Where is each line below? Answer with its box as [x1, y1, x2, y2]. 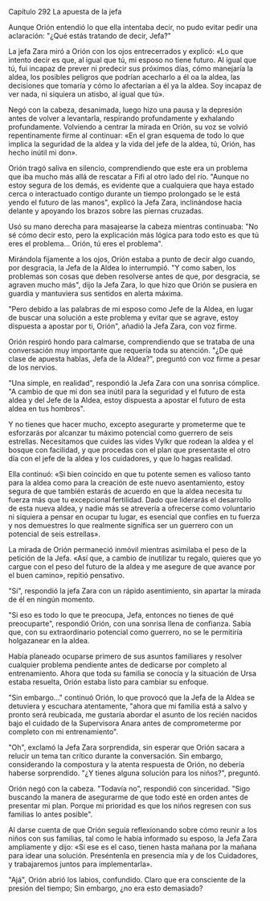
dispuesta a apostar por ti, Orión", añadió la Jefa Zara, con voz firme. [8, 321, 237, 331]
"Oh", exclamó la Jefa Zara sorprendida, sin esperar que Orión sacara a [8, 742, 245, 752]
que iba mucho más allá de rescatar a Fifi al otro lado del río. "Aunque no [8, 172, 249, 181]
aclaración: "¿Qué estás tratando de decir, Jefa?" [8, 31, 171, 40]
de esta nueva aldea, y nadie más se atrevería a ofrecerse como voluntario [8, 503, 256, 513]
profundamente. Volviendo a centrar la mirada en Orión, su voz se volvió [8, 122, 248, 131]
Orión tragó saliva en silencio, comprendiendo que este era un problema [8, 163, 248, 172]
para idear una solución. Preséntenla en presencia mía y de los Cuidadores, [8, 851, 259, 860]
